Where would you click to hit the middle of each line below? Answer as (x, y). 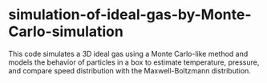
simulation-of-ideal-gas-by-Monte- (130, 15)
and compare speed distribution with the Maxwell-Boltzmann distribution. (129, 70)
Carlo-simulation (66, 32)
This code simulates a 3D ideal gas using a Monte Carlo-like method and (128, 53)
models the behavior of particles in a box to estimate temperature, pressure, (134, 62)
